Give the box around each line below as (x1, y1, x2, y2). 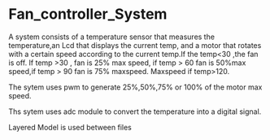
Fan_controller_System (8, 5, 168, 24)
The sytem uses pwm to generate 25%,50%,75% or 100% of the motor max (8, 82, 263, 92)
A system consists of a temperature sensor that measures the (8, 32, 216, 42)
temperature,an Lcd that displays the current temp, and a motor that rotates (8, 40, 262, 50)
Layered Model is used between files (8, 122, 132, 132)
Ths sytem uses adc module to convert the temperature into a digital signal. (8, 107, 262, 116)
